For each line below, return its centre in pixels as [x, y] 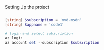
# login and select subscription [39, 33]
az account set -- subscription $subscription [52, 42]
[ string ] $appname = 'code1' [35, 25]
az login [14, 38]
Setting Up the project [27, 7]
